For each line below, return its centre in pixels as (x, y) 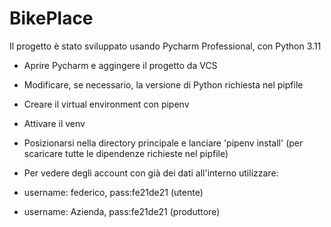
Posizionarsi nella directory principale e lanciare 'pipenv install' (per (163, 143)
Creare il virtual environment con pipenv (106, 104)
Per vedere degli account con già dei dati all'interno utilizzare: (151, 173)
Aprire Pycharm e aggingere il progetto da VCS (120, 65)
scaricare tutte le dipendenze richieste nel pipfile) (126, 153)
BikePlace (51, 18)
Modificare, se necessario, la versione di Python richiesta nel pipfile (163, 84)
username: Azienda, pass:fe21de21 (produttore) (122, 211)
